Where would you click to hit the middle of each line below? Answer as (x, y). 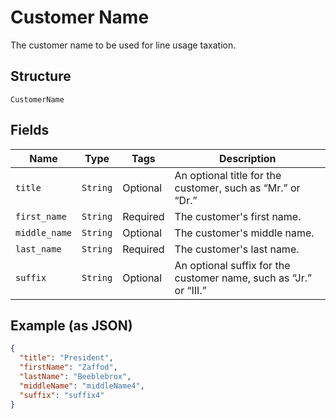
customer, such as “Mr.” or (237, 188)
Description (248, 158)
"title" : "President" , (66, 358)
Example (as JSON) (71, 325)
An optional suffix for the (232, 265)
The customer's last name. (237, 249)
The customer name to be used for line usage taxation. (123, 45)
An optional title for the (228, 175)
